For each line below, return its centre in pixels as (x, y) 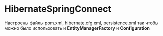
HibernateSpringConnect (58, 9)
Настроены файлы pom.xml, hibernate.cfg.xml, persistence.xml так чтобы (82, 23)
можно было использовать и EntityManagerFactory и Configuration (77, 28)
